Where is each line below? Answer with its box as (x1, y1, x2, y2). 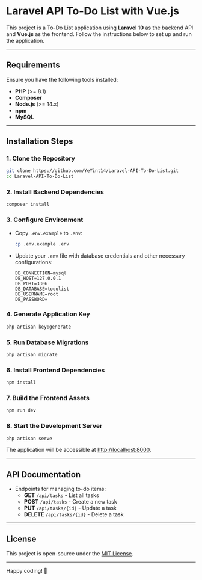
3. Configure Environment (6, 215, 84, 224)
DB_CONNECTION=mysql (14, 270, 67, 276)
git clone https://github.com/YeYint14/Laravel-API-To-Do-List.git (6, 168, 179, 174)
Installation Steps (6, 137, 73, 147)
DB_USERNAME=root (14, 291, 59, 297)
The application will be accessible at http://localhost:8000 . (6, 446, 151, 454)
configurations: (14, 258, 53, 265)
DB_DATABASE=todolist (14, 286, 69, 292)
